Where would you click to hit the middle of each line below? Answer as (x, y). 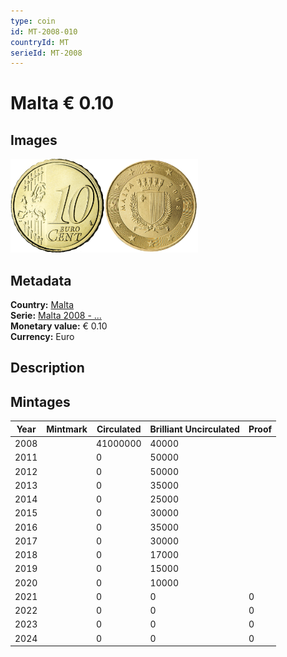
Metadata (41, 280)
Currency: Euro (42, 337)
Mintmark (67, 429)
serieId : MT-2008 (46, 53)
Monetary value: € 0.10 (59, 326)
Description (47, 368)
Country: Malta (42, 305)
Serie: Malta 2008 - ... (56, 316)
